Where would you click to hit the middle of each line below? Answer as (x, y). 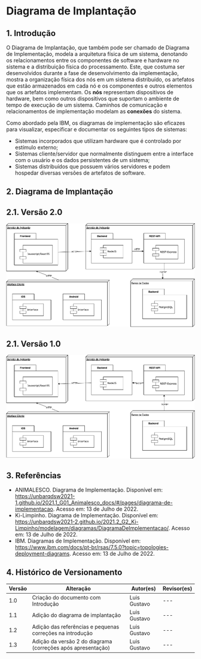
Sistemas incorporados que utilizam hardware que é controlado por (98, 141)
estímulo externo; (36, 147)
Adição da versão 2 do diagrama (72, 642)
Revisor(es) (177, 589)
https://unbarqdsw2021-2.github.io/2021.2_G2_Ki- (77, 522)
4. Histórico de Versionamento (64, 572)
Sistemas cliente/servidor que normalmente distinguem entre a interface (104, 154)
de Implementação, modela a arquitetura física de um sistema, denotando (97, 54)
